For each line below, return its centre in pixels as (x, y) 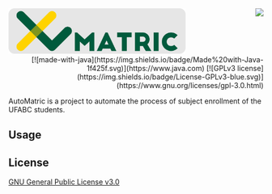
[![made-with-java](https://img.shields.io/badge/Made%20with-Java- (147, 59)
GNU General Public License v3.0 (64, 182)
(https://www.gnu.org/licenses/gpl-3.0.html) (190, 85)
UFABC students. (37, 109)
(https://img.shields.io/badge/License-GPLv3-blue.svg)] (170, 77)
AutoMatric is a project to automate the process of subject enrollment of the (135, 101)
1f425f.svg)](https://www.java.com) (145, 68)
